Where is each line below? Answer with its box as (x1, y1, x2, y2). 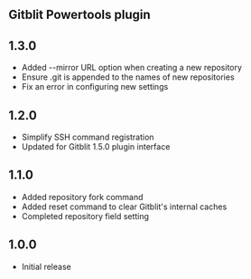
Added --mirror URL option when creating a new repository (21, 63, 243, 73)
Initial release (21, 261, 71, 272)
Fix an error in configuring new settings (21, 82, 169, 92)
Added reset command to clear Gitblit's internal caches (21, 201, 228, 212)
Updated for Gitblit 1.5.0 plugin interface (21, 141, 171, 152)
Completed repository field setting (21, 210, 150, 221)
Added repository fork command (21, 191, 144, 202)
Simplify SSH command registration (21, 131, 154, 143)
